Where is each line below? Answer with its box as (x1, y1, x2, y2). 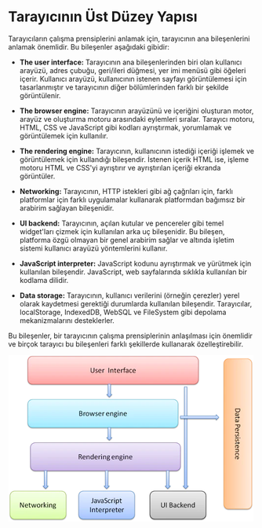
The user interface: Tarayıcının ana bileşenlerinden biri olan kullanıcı (19, 57, 242, 67)
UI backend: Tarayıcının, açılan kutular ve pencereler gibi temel (19, 218, 224, 228)
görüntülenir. (19, 90, 61, 100)
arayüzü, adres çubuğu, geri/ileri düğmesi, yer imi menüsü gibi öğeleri (19, 65, 246, 75)
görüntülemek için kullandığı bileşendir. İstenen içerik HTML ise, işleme (19, 154, 249, 164)
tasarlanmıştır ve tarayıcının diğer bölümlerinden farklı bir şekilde (19, 82, 229, 92)
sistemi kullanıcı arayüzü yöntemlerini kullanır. (19, 244, 168, 253)
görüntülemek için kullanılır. (19, 130, 108, 141)
